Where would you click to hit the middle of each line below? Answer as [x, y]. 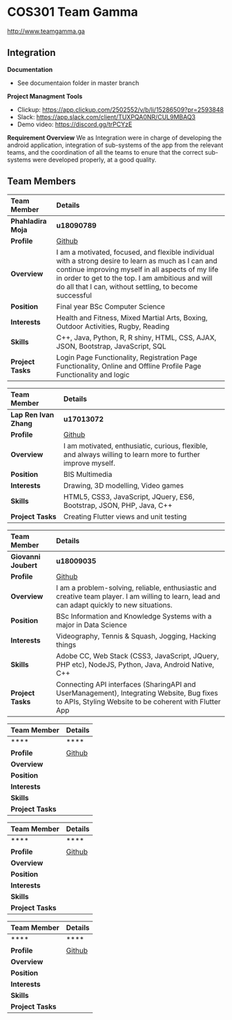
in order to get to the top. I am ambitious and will [134, 278]
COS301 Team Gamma [72, 12]
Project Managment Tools [45, 96]
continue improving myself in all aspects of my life [137, 269]
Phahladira [29, 221]
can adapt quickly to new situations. [114, 605]
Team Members [41, 181]
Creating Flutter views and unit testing [125, 516]
